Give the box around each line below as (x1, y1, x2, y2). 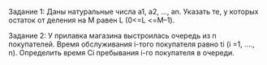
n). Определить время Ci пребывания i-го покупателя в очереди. (8, 48, 235, 57)
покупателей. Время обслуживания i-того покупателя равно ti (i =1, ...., (8, 39, 256, 49)
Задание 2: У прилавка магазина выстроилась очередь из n (8, 31, 217, 40)
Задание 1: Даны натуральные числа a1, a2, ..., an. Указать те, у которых (8, 7, 259, 16)
